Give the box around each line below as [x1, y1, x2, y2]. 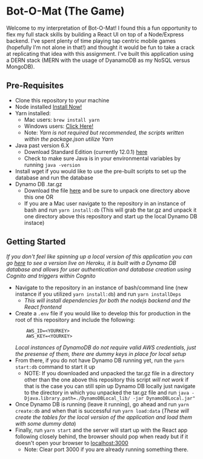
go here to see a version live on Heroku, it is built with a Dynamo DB [6, 259, 177, 266]
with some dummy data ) [15, 420, 76, 427]
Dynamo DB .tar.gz [15, 180, 62, 187]
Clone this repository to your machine [15, 96, 110, 104]
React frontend [24, 303, 62, 310]
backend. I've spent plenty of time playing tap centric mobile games [6, 37, 176, 44]
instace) [24, 219, 45, 226]
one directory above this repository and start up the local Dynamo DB [24, 212, 198, 219]
